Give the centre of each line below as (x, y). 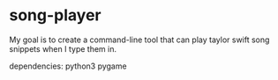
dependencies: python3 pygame (68, 66)
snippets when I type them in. (63, 48)
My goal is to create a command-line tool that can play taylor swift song (139, 40)
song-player (55, 15)
